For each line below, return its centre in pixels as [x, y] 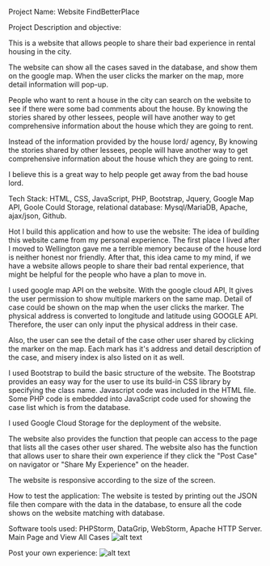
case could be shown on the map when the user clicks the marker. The [127, 307]
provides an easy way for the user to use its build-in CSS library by [120, 382]
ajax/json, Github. [38, 216]
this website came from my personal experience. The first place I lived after [134, 240]
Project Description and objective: [65, 27]
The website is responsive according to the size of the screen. [112, 480]
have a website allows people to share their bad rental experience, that [126, 266]
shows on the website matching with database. [87, 513]
